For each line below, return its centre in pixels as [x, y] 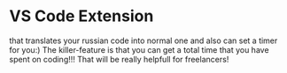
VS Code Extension [81, 16]
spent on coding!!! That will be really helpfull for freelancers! [119, 59]
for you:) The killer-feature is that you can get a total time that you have [139, 49]
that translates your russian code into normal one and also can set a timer [143, 40]
